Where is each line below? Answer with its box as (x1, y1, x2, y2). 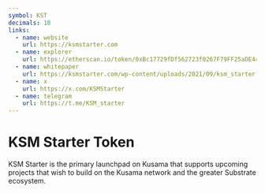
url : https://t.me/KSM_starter (22, 99, 125, 107)
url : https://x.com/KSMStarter (22, 84, 125, 93)
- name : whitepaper (15, 63, 80, 71)
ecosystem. (8, 176, 47, 186)
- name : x (15, 77, 47, 85)
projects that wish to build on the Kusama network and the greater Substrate (8, 168, 256, 177)
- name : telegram (15, 92, 73, 100)
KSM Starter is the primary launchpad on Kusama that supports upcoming (8, 159, 248, 169)
